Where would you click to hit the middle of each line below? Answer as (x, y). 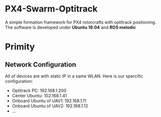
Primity (20, 47)
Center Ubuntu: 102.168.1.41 (39, 95)
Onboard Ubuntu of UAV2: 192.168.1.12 (50, 106)
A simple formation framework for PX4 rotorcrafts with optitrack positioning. (81, 22)
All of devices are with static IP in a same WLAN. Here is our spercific (74, 76)
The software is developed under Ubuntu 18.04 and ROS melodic (71, 27)
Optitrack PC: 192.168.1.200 (39, 91)
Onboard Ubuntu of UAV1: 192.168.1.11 (49, 101)
